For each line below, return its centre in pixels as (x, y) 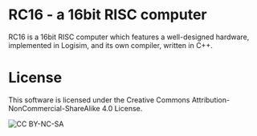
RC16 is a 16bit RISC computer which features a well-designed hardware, (129, 37)
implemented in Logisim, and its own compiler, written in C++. (110, 45)
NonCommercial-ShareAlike (54, 108)
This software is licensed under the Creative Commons (99, 100)
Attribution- (211, 100)
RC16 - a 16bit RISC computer (108, 15)
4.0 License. (122, 108)
